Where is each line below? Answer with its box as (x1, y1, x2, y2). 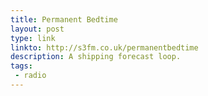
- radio (14, 71, 47, 81)
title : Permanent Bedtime (10, 14, 118, 25)
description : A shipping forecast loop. (10, 52, 182, 62)
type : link (10, 33, 56, 43)
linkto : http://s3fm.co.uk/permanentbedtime (10, 42, 199, 53)
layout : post (10, 24, 65, 34)
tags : (10, 61, 33, 71)
